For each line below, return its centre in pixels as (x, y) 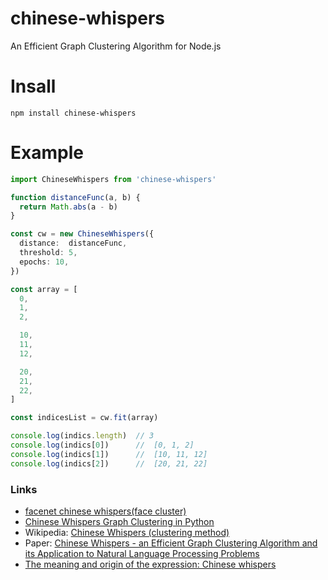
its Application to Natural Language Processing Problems (142, 553)
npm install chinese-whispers (73, 113)
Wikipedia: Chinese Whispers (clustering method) (127, 532)
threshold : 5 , (48, 253)
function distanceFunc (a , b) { (75, 197)
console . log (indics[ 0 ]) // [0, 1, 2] (102, 445)
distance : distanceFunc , (73, 243)
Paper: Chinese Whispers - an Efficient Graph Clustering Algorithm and (171, 543)
